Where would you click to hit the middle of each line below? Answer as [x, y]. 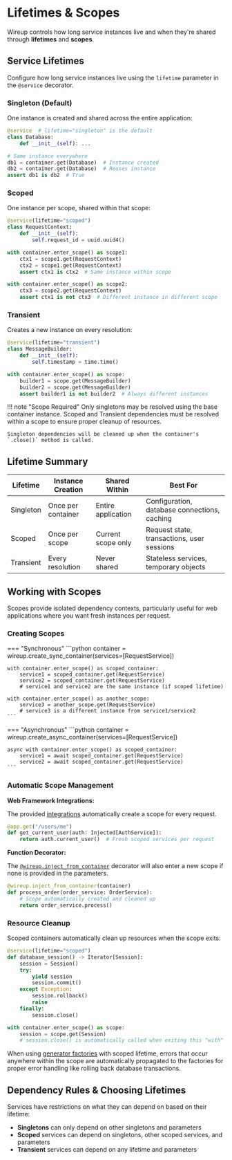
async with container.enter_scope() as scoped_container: [92, 750]
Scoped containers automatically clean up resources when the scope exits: [114, 938]
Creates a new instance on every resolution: [70, 330]
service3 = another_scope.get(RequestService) [88, 705]
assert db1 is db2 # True [46, 175]
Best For [184, 486]
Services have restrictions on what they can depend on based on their [107, 1107]
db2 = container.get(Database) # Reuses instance [81, 169]
